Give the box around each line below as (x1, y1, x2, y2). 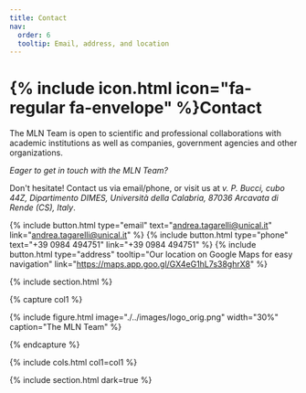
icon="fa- (175, 79, 253, 99)
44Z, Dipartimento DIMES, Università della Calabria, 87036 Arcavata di (9, 193, 279, 204)
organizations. (9, 147, 64, 158)
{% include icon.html (9, 79, 173, 99)
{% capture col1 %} (9, 294, 83, 305)
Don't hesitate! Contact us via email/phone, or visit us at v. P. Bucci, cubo (9, 183, 286, 194)
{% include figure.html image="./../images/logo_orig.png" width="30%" (9, 312, 279, 323)
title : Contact (9, 13, 68, 23)
